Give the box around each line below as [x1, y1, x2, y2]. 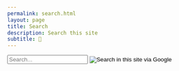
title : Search [7, 23, 49, 30]
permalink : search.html [7, 10, 77, 17]
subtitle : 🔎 [7, 36, 42, 43]
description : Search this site [7, 29, 98, 37]
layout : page [7, 17, 45, 23]
